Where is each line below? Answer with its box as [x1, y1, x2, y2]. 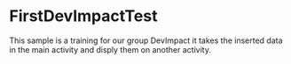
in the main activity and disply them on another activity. [9, 44, 211, 54]
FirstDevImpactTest [9, 6, 158, 26]
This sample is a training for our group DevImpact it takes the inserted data [9, 35, 283, 46]
